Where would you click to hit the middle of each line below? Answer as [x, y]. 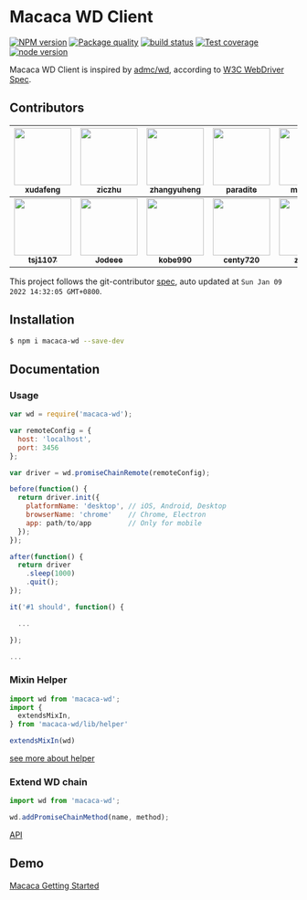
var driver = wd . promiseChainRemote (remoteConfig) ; [110, 472]
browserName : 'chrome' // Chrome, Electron [116, 514]
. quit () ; [42, 582]
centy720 [242, 259]
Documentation [55, 369]
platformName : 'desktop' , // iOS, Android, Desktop [126, 506]
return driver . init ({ [59, 498]
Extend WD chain [49, 781]
